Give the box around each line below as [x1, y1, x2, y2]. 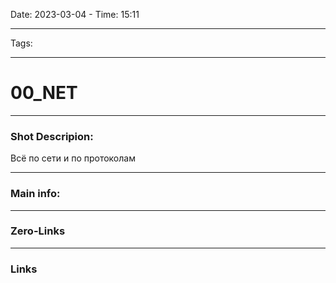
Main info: [10, 187, 61, 201]
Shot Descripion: [10, 129, 94, 143]
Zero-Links [10, 224, 66, 238]
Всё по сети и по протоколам [10, 152, 136, 164]
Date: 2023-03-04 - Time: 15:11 [10, 9, 140, 20]
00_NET [10, 82, 78, 104]
